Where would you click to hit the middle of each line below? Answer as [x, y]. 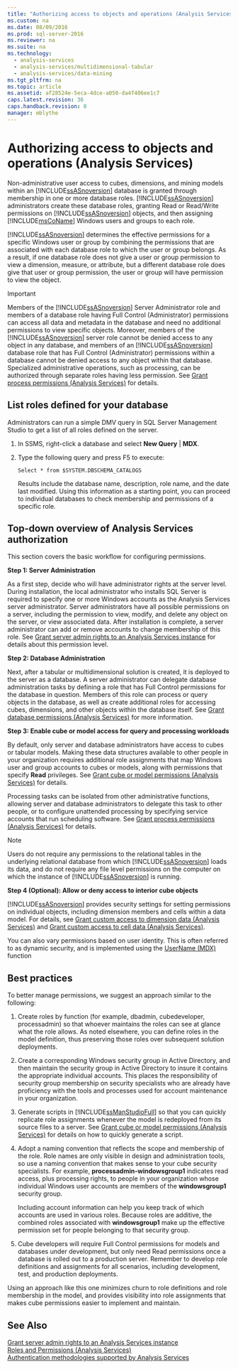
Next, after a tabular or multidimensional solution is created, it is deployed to [119, 672]
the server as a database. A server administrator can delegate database [112, 680]
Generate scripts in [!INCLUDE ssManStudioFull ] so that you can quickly [122, 1112]
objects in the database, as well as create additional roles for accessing [112, 702]
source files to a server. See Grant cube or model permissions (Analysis [122, 1127]
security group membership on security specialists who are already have [124, 1083]
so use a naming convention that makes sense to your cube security [117, 1164]
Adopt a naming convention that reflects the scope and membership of [121, 1149]
